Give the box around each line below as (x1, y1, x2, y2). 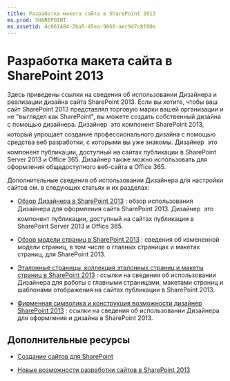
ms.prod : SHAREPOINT (7, 17, 67, 24)
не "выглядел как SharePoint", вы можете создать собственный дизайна (7, 112, 221, 121)
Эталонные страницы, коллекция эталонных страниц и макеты (17, 264, 204, 272)
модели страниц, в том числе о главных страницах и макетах (17, 243, 200, 251)
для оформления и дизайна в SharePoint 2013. (17, 314, 153, 322)
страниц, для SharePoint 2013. (17, 250, 106, 258)
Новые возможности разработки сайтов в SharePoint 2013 (17, 366, 191, 374)
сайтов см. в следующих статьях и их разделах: (7, 184, 150, 192)
